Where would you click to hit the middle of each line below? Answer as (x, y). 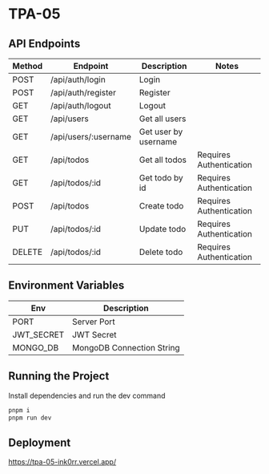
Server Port (93, 322)
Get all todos (163, 160)
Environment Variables (66, 286)
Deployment (40, 442)
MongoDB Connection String (126, 347)
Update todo (163, 229)
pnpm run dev (30, 418)
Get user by (161, 132)
